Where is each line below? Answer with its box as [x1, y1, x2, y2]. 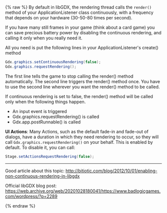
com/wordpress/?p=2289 [5, 193, 58, 199]
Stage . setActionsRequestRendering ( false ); [5, 154, 94, 159]
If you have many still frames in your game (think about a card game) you [5, 24, 155, 30]
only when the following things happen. [5, 99, 86, 105]
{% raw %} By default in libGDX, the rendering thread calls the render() [5, 4, 152, 10]
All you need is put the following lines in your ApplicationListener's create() [5, 45, 159, 50]
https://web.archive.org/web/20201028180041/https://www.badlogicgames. [5, 188, 161, 194]
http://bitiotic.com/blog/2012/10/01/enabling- [65, 168, 158, 174]
